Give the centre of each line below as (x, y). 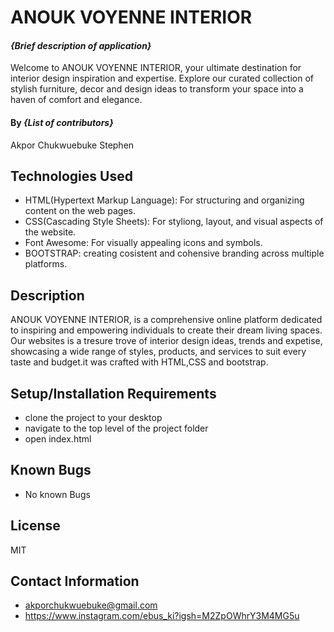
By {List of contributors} (62, 122)
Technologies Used (71, 176)
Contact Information (75, 581)
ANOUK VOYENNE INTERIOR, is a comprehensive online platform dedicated (166, 320)
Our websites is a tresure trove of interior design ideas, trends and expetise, (166, 341)
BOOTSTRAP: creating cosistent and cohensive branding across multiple (174, 253)
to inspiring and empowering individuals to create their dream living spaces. (166, 330)
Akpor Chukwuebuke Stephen (72, 145)
